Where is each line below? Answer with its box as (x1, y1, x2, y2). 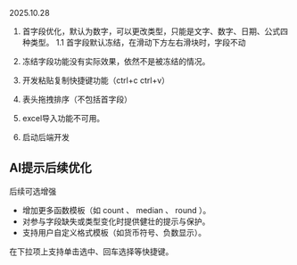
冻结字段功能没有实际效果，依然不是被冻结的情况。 (21, 56, 210, 66)
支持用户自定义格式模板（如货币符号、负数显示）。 (21, 227, 207, 237)
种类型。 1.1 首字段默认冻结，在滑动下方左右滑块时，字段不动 (21, 37, 246, 47)
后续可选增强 (9, 186, 56, 196)
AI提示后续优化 (9, 161, 92, 176)
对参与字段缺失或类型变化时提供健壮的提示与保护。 (21, 216, 210, 227)
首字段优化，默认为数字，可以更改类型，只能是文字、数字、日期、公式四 (21, 26, 288, 37)
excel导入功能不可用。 (21, 113, 105, 123)
